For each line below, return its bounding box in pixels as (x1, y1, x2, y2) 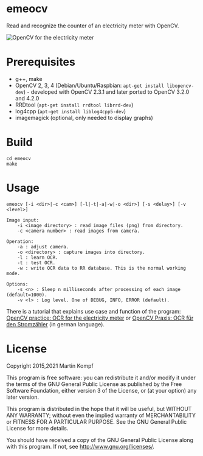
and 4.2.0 (15, 94, 40, 102)
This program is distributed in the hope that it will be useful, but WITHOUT (6, 405, 192, 412)
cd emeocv (6, 155, 32, 161)
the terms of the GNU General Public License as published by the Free (6, 380, 182, 388)
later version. (6, 393, 40, 401)
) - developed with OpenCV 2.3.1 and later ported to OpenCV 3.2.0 (23, 88, 190, 96)
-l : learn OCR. (17, 254, 59, 261)
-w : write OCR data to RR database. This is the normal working (17, 265, 187, 271)
